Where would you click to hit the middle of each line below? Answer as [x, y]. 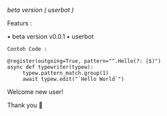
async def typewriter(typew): [51, 67]
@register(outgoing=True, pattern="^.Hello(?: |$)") [84, 61]
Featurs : [20, 23]
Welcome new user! [35, 92]
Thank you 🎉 [25, 105]
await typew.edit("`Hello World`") [74, 79]
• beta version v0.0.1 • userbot [51, 36]
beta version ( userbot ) [41, 10]
